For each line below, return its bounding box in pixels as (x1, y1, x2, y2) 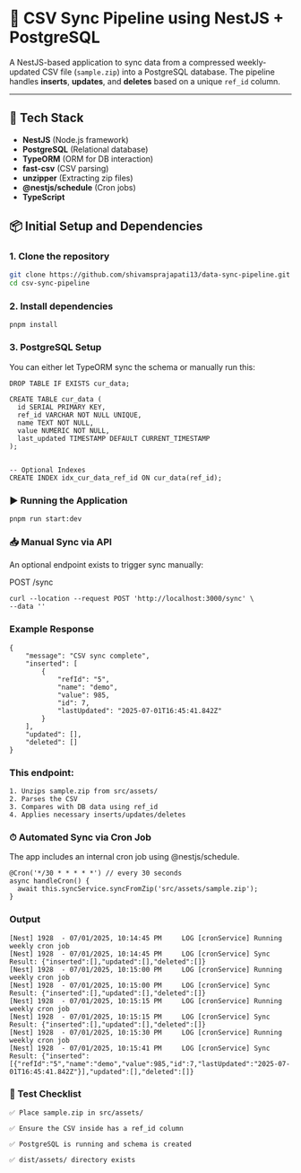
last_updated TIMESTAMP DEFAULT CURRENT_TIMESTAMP (17, 434, 211, 443)
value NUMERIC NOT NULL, (17, 426, 110, 435)
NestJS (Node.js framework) (21, 134, 129, 145)
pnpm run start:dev (9, 515, 82, 524)
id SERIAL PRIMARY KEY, (17, 402, 106, 411)
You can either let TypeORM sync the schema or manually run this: (9, 361, 255, 372)
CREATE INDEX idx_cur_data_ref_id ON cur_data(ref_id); (9, 473, 222, 482)
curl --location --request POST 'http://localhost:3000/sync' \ (9, 595, 254, 604)
